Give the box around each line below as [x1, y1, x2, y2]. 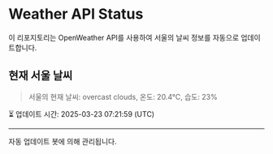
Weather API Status [8, 5, 144, 24]
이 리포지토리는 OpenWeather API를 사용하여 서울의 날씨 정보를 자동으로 [8, 32, 240, 42]
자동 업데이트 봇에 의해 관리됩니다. [8, 136, 117, 146]
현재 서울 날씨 [8, 69, 73, 83]
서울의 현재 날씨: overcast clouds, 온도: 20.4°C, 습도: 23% [28, 92, 218, 101]
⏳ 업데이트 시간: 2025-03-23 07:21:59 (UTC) [8, 109, 155, 118]
